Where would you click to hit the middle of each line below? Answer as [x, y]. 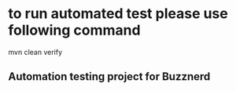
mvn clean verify [35, 52]
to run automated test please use [118, 14]
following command [74, 30]
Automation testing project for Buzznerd [109, 76]
